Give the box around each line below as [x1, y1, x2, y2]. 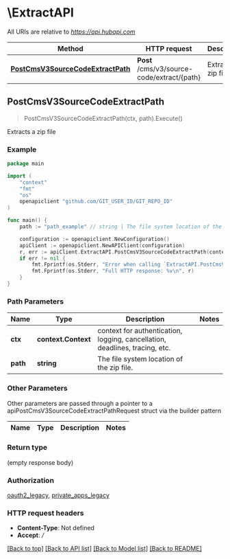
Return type [7, 443, 48, 453]
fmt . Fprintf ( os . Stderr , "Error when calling [31, 261, 161, 269]
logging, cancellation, [97, 334, 166, 344]
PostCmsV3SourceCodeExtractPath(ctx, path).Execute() [23, 114, 183, 122]
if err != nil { [19, 255, 66, 262]
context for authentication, [97, 326, 183, 336]
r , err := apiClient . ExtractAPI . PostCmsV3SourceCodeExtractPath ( [19, 249, 210, 255]
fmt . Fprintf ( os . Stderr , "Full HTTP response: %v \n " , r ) [31, 268, 194, 275]
